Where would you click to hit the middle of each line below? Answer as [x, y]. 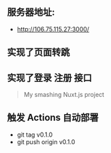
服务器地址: [31, 12]
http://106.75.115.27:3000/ [53, 29]
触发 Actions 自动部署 [53, 118]
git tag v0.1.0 [35, 135]
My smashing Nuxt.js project [64, 95]
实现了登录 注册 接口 [49, 78]
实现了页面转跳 [38, 52]
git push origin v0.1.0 [46, 141]
